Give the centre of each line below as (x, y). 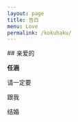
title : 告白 (23, 20)
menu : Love (23, 26)
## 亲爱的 (21, 53)
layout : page (26, 13)
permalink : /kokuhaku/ (39, 33)
